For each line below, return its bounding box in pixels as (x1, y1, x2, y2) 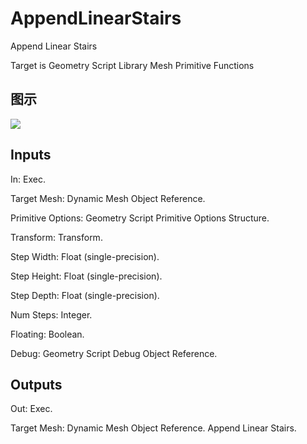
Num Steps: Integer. (10, 308, 93, 321)
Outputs (10, 376, 63, 393)
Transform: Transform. (10, 231, 103, 243)
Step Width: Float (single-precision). (10, 250, 160, 262)
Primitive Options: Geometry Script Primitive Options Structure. (10, 212, 270, 224)
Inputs (10, 147, 52, 164)
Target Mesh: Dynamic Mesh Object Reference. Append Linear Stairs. (10, 422, 297, 434)
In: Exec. (10, 173, 46, 185)
